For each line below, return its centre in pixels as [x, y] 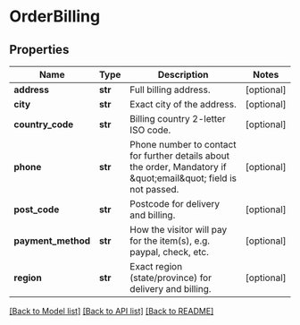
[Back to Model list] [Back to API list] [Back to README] [112, 311]
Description [183, 75]
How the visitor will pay [178, 230]
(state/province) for [171, 278]
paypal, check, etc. [169, 252]
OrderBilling [55, 17]
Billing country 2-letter [177, 119]
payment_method [52, 241]
